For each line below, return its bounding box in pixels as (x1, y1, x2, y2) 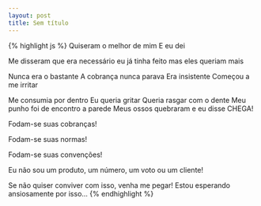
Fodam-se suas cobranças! (8, 119, 97, 128)
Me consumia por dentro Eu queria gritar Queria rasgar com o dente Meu (8, 95, 247, 105)
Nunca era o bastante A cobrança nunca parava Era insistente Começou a (8, 71, 250, 81)
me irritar (8, 80, 38, 90)
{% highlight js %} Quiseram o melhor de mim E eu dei (8, 40, 186, 50)
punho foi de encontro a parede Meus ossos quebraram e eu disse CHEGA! (8, 104, 254, 113)
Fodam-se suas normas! (8, 134, 88, 143)
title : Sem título (8, 19, 69, 27)
